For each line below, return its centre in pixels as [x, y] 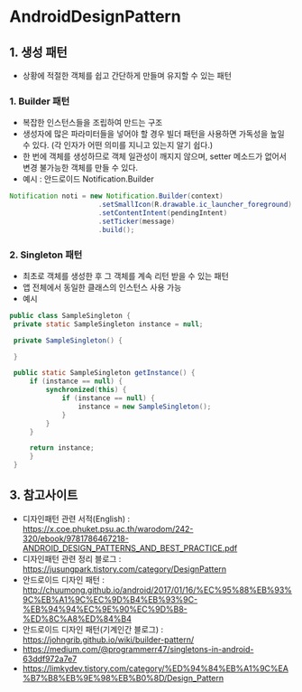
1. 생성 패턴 [38, 52]
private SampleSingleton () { [68, 341]
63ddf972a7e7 [50, 659]
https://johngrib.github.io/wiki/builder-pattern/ [108, 640]
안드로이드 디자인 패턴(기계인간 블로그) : [93, 629]
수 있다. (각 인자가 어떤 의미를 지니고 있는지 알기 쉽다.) [118, 145]
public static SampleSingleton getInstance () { [104, 373]
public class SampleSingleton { [70, 315]
